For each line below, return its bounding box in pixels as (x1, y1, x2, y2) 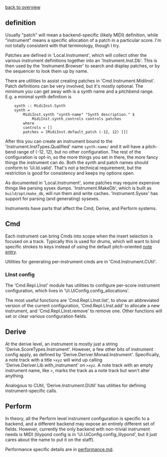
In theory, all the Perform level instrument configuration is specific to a (5, 415, 150, 421)
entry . (5, 249, 17, 255)
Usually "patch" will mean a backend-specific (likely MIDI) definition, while (5, 32, 159, 38)
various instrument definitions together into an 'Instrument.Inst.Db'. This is (5, 57, 158, 63)
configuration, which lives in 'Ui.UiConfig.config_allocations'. (5, 287, 130, 293)
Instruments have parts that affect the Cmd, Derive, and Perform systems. (5, 205, 157, 211)
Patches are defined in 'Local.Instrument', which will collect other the (5, 52, 147, 58)
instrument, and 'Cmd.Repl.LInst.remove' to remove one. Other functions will (5, 308, 163, 314)
